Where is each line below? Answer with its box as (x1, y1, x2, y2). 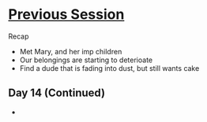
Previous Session (8, 6, 125, 24)
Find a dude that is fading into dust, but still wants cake (19, 63, 200, 72)
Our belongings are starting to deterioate (19, 55, 153, 65)
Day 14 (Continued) (8, 87, 105, 100)
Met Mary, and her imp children (19, 46, 122, 56)
